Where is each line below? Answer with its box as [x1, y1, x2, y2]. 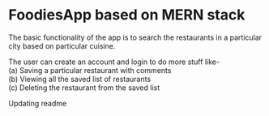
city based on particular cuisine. [8, 41, 116, 50]
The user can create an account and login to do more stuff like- [8, 57, 220, 67]
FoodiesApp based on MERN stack [8, 6, 246, 24]
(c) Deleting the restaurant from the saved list [8, 83, 160, 92]
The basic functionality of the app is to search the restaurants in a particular [8, 32, 262, 42]
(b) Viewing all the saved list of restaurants [8, 74, 152, 84]
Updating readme [8, 98, 67, 108]
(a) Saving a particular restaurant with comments [8, 65, 172, 75]
